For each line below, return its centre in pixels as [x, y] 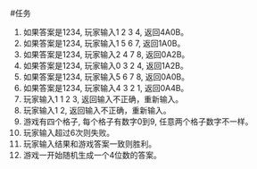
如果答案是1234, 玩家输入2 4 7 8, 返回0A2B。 [106, 55]
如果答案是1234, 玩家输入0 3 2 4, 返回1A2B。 [105, 66]
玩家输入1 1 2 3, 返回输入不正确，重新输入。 [103, 99]
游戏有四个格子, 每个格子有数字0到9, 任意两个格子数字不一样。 [138, 122]
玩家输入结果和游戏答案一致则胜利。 [90, 144]
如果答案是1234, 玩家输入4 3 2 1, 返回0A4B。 [106, 88]
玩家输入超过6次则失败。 [69, 133]
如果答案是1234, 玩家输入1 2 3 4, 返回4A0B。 [106, 32]
